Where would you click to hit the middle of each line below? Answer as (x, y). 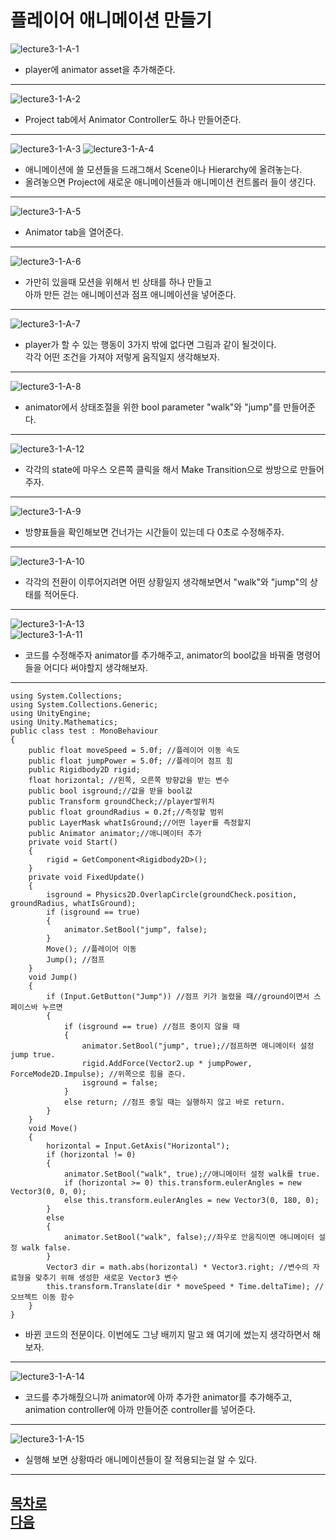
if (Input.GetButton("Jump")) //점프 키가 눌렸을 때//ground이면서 (178, 996)
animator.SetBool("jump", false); (135, 929)
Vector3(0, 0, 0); (48, 1191)
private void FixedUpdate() (86, 877)
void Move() (53, 1128)
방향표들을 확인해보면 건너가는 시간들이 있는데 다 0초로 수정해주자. (154, 532)
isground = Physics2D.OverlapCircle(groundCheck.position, (172, 894)
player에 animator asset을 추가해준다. (100, 69)
